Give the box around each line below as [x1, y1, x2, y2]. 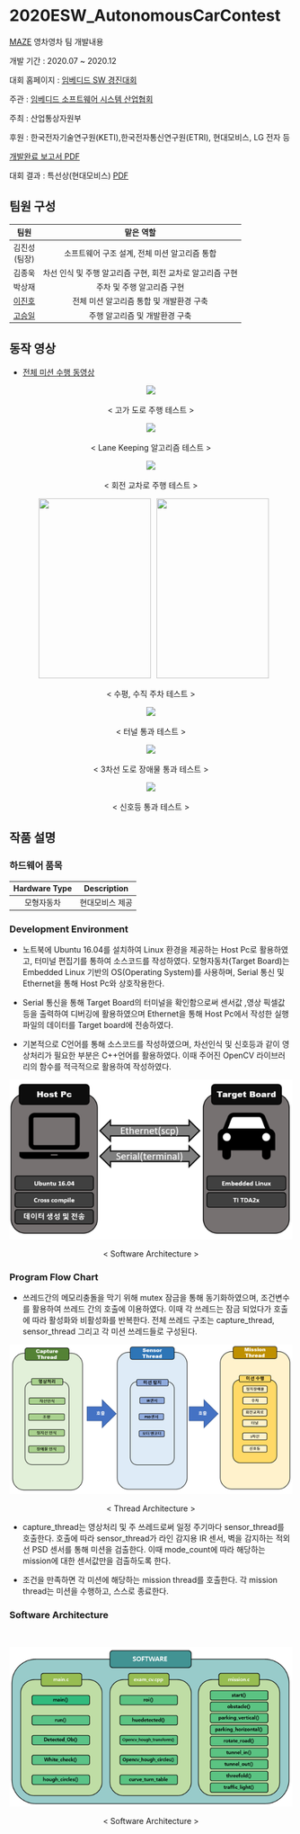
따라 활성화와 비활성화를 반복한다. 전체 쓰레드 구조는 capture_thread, [31, 1314, 276, 1325]
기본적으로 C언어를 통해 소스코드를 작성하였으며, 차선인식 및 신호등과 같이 [22, 1039, 280, 1050]
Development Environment [9, 923, 128, 935]
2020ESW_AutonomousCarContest [9, 5, 281, 26]
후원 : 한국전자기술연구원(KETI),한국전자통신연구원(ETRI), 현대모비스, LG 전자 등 [9, 131, 290, 142]
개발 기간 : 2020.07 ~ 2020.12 [9, 55, 117, 66]
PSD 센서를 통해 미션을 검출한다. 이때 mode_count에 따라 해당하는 [31, 1543, 266, 1554]
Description [84, 883, 128, 893]
